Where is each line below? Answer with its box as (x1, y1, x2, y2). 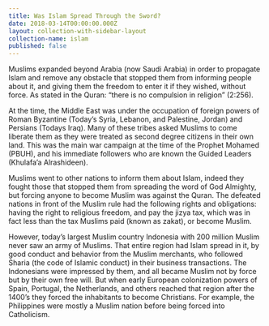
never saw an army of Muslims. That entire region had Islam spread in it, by (8, 241, 259, 251)
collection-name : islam (8, 34, 89, 43)
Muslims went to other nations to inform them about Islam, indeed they (8, 174, 245, 183)
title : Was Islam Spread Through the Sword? (8, 11, 161, 20)
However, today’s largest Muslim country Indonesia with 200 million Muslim (8, 232, 260, 242)
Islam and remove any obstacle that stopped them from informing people (8, 73, 252, 83)
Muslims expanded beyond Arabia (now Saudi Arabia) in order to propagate (8, 64, 261, 74)
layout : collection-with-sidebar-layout (8, 27, 147, 35)
